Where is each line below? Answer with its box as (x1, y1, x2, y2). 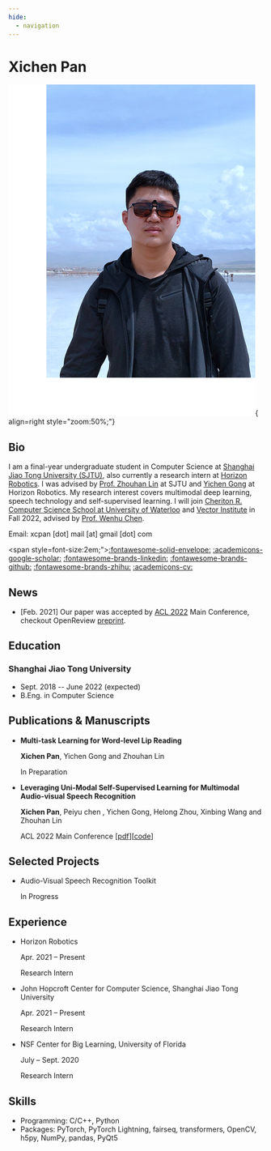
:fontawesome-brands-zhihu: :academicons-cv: (33, 562, 193, 572)
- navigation (15, 21, 60, 30)
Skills (8, 1094, 36, 1108)
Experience (8, 915, 67, 929)
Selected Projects (8, 855, 100, 868)
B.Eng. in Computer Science (19, 690, 115, 700)
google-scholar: (8, 553, 62, 563)
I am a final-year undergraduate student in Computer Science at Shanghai (8, 462, 255, 471)
